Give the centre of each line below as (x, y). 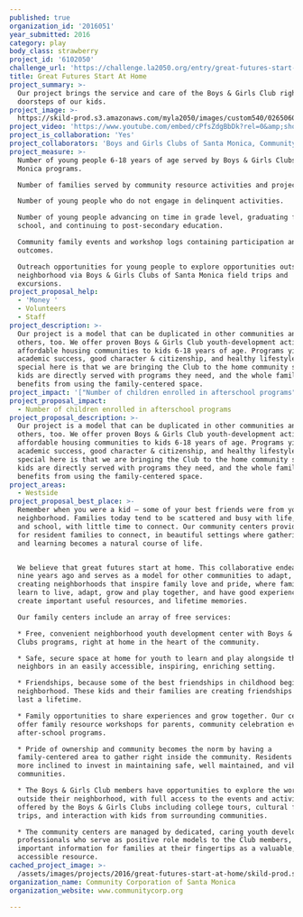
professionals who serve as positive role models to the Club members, (155, 840)
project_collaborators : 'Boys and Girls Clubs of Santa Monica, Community (153, 143)
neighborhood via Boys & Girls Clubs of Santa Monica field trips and (153, 275)
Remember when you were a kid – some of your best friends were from (151, 510)
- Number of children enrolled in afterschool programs (124, 409)
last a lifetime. (50, 700)
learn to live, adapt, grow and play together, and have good (137, 593)
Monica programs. (50, 169)
